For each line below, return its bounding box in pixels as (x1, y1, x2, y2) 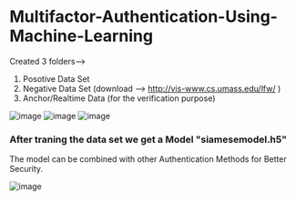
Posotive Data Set (22, 73, 90, 84)
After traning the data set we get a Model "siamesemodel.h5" (9, 133, 287, 146)
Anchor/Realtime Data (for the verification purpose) (22, 93, 216, 104)
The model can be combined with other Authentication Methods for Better (9, 154, 287, 165)
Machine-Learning (9, 25, 153, 46)
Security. (9, 164, 44, 175)
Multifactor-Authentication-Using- (9, 6, 278, 27)
